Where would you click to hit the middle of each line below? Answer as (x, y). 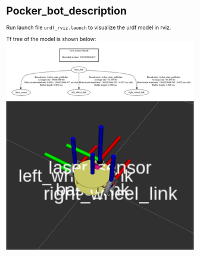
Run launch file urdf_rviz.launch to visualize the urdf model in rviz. (89, 27)
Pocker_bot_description (66, 11)
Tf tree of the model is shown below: (51, 39)
